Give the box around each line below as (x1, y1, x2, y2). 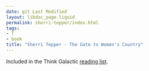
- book (6, 36, 22, 42)
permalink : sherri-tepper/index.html (6, 20, 99, 25)
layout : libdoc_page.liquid (6, 14, 75, 20)
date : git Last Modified (6, 8, 67, 15)
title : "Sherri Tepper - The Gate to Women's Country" (6, 42, 144, 48)
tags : (6, 25, 19, 31)
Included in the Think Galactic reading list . (6, 57, 108, 65)
